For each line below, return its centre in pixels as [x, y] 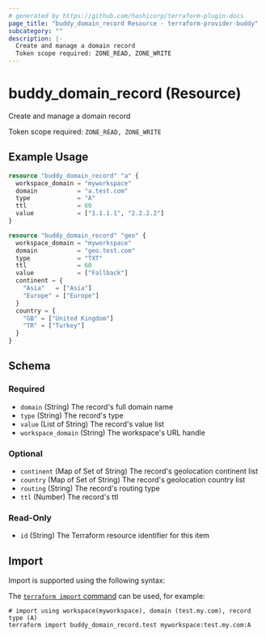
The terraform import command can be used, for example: [107, 597]
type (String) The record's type [72, 415]
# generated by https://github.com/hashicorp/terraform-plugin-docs [126, 16]
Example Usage [49, 157]
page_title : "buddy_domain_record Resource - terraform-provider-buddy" [133, 23]
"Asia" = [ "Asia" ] [57, 288]
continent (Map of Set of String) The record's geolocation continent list [139, 471]
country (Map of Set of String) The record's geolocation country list [133, 479]
